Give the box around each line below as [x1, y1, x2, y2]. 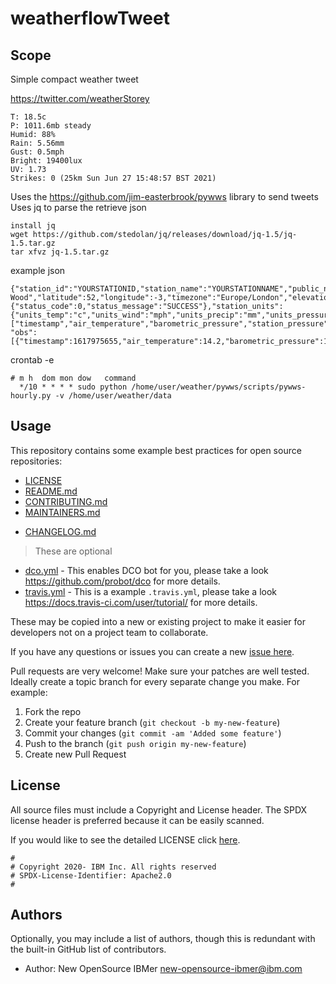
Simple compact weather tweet [10, 73, 139, 85]
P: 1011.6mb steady [10, 121, 92, 131]
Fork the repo [24, 705, 82, 717]
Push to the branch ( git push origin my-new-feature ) [24, 737, 247, 749]
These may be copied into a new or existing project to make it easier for [10, 615, 306, 627]
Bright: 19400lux [10, 156, 83, 166]
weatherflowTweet [10, 7, 170, 30]
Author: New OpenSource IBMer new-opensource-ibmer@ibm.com [24, 963, 303, 975]
